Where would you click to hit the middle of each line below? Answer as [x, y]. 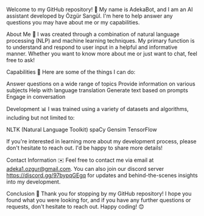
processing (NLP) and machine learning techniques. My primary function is [100, 41]
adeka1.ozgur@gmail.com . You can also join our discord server [85, 169]
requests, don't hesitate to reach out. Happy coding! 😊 [75, 207]
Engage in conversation [36, 97]
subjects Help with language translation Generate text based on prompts [97, 90]
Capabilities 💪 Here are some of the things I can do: [71, 72]
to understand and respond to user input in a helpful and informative [92, 47]
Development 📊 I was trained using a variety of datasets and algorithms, [97, 109]
